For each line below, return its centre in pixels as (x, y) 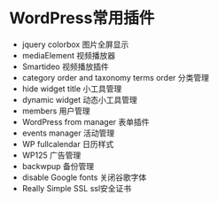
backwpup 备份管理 (58, 166)
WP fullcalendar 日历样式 (68, 144)
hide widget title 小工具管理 (72, 89)
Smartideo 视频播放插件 (65, 66)
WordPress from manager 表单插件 (86, 121)
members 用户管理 (56, 111)
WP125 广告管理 (51, 155)
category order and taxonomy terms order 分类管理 (116, 77)
